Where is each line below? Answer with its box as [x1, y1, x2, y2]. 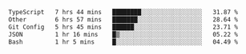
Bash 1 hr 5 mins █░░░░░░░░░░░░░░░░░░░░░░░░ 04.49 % [8, 37, 239, 46]
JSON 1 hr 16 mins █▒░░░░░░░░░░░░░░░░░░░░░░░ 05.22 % [8, 30, 239, 38]
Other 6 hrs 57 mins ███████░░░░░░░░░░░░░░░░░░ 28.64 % [8, 15, 239, 24]
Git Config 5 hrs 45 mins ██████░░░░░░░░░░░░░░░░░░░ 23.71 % [8, 23, 239, 31]
